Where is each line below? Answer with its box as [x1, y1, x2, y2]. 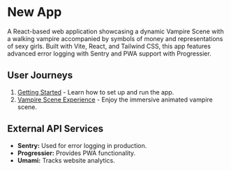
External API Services [7, 123, 104, 135]
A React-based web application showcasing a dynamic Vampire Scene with [7, 27, 225, 35]
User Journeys [7, 70, 73, 81]
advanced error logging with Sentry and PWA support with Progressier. [7, 49, 211, 58]
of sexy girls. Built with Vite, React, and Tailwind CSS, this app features [7, 42, 211, 50]
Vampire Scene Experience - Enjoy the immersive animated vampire [17, 95, 213, 104]
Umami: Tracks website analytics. [17, 156, 115, 164]
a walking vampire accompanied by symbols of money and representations [7, 34, 223, 42]
